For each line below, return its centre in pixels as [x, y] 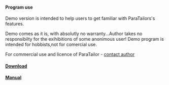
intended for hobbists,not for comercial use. [51, 45]
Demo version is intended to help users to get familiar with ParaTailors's [80, 18]
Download [16, 66]
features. [15, 24]
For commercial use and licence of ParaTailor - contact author [70, 54]
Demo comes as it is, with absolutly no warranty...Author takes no [74, 34]
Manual [13, 78]
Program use [19, 7]
